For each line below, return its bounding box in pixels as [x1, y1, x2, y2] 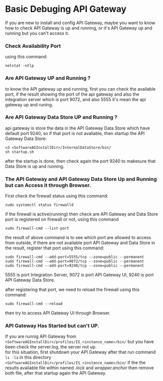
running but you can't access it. [5, 30, 69, 36]
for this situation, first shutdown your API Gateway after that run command [5, 349, 156, 355]
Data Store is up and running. [5, 163, 65, 169]
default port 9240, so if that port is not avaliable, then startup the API [5, 130, 145, 136]
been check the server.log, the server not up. [5, 344, 97, 350]
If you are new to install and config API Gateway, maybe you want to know [5, 20, 156, 26]
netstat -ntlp [5, 63, 34, 69]
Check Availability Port [5, 42, 61, 49]
